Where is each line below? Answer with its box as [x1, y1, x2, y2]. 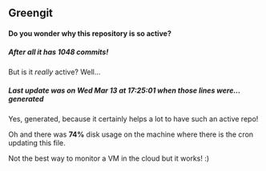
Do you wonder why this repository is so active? [8, 28, 172, 38]
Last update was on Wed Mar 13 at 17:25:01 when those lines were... [8, 85, 241, 95]
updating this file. [8, 137, 66, 147]
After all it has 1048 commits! [8, 47, 109, 57]
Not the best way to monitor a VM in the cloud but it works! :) [8, 153, 210, 163]
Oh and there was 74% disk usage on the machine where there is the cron [8, 129, 254, 139]
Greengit [8, 6, 54, 20]
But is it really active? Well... [8, 67, 101, 77]
